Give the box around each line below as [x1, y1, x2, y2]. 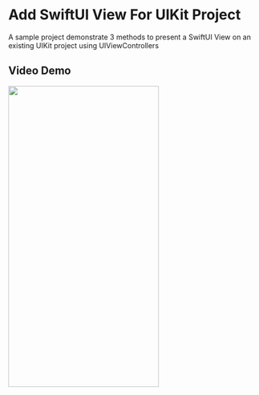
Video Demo [8, 64, 71, 78]
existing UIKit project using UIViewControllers [8, 40, 159, 50]
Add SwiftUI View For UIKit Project [8, 6, 241, 24]
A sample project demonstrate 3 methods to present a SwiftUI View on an [8, 32, 251, 42]
